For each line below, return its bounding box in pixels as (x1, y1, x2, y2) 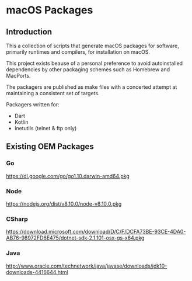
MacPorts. (6, 72, 31, 79)
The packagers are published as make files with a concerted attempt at (6, 84, 177, 91)
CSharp (6, 214, 28, 223)
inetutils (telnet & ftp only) (14, 125, 77, 131)
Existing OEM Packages (6, 141, 95, 152)
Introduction (6, 27, 53, 37)
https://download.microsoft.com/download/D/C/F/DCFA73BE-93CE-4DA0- (6, 228, 186, 235)
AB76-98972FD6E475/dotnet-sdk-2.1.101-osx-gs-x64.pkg (6, 234, 145, 241)
